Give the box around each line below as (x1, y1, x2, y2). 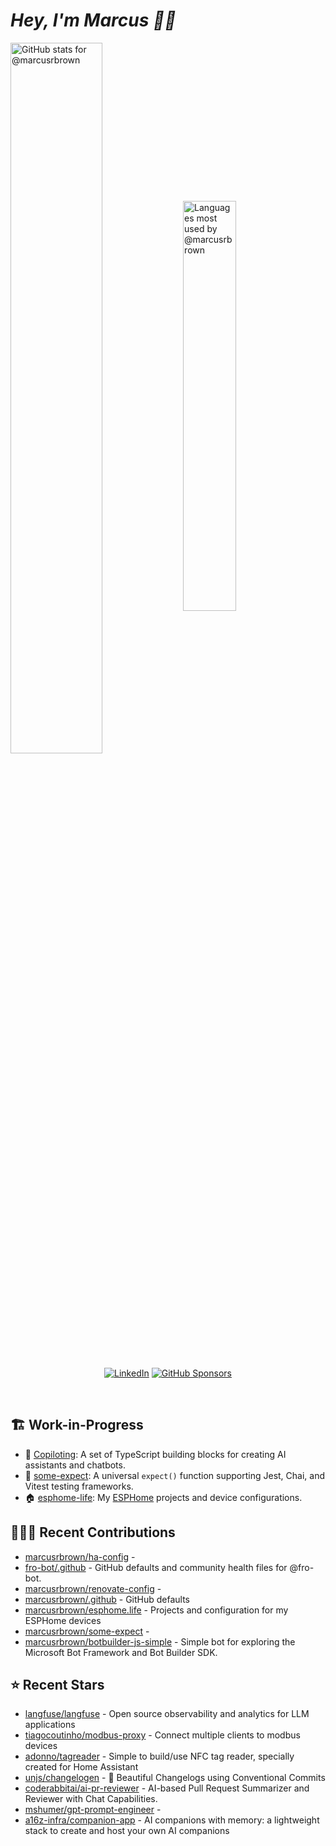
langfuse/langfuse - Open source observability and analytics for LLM (24, 1708, 310, 1720)
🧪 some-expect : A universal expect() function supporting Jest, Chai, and (24, 1469, 326, 1481)
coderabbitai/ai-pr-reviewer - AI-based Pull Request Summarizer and (24, 1782, 310, 1794)
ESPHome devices (24, 1614, 102, 1626)
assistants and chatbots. (24, 1459, 126, 1471)
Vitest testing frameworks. (24, 1480, 134, 1492)
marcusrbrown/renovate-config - (24, 1582, 162, 1594)
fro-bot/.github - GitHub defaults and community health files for (24, 1561, 288, 1573)
